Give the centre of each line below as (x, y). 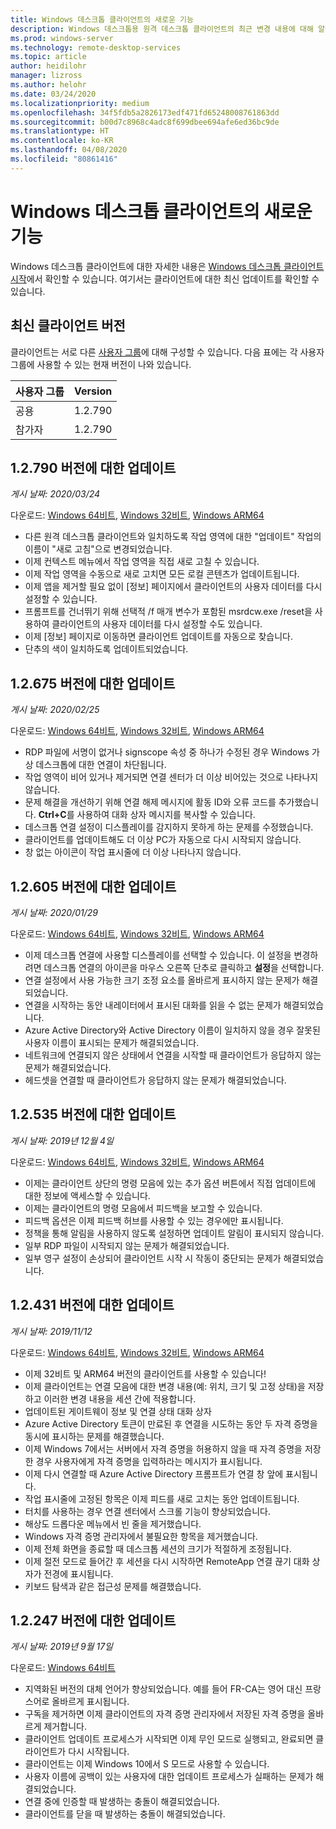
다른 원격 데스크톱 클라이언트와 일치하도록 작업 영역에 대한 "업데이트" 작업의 (173, 537)
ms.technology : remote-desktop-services (96, 47)
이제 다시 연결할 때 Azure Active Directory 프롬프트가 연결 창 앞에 (154, 1473)
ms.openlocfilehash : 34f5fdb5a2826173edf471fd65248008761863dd (145, 112)
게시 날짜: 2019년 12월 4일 (62, 1140)
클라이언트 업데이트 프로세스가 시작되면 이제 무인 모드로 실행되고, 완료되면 (169, 1739)
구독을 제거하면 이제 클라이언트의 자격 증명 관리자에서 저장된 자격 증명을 (165, 1714)
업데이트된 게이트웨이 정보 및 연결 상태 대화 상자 (118, 1411)
